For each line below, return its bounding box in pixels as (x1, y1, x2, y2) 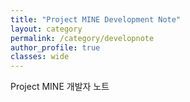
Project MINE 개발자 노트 (10, 81, 110, 93)
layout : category (10, 24, 83, 34)
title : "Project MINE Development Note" (10, 14, 182, 25)
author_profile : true (10, 42, 101, 53)
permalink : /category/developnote (10, 33, 155, 43)
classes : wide (10, 52, 70, 62)
